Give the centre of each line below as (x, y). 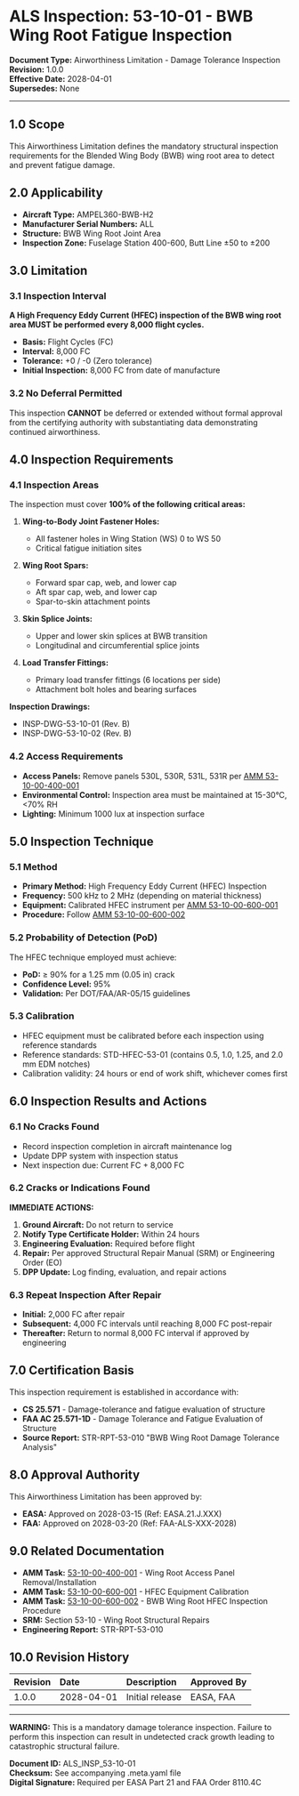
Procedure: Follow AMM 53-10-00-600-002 (104, 914)
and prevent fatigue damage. (62, 165)
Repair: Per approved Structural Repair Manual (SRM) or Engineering (149, 1252)
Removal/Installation (59, 1582)
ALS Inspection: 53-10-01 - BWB (131, 16)
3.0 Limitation (48, 270)
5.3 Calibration (42, 1016)
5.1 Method (33, 866)
